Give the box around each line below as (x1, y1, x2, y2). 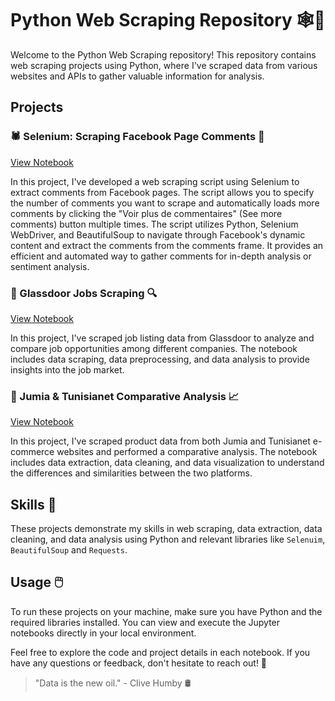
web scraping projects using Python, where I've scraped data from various (10, 59, 318, 71)
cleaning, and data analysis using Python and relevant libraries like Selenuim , (10, 533, 326, 546)
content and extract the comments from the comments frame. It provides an (10, 239, 324, 251)
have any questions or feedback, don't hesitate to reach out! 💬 (10, 657, 268, 669)
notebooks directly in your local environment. (10, 627, 197, 639)
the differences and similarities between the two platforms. (10, 467, 253, 479)
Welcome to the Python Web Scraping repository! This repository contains (10, 48, 317, 61)
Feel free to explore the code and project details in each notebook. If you (10, 646, 311, 658)
